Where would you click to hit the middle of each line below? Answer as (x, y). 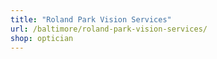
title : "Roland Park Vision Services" (91, 19)
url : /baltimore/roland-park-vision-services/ (109, 29)
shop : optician (42, 38)
